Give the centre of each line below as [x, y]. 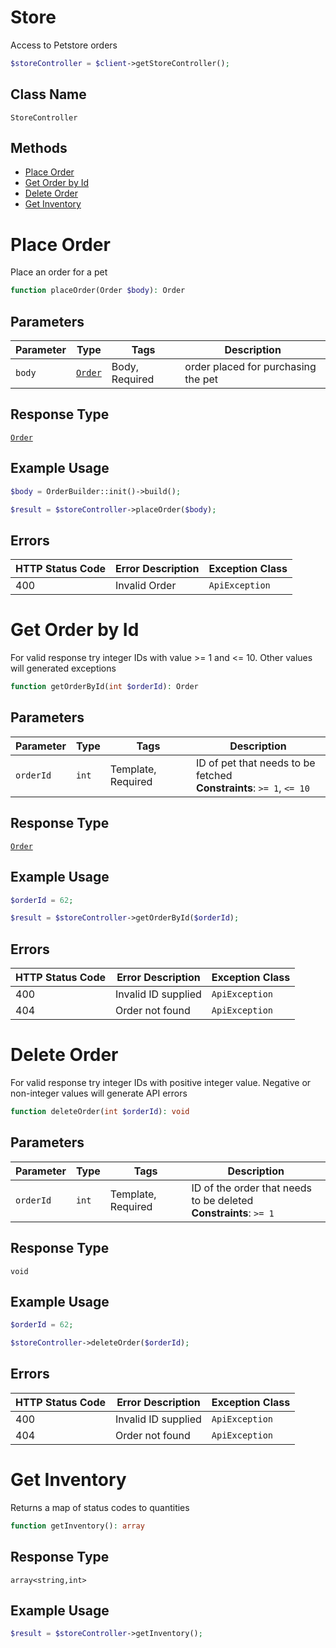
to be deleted [222, 1200]
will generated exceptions [63, 668]
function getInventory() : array [77, 1526]
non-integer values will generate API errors [99, 1093]
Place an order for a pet [59, 272]
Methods [39, 148]
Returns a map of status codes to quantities [100, 1507]
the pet [201, 379]
